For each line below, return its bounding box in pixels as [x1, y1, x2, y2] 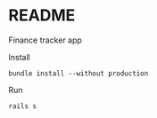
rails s [8, 101, 37, 111]
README [8, 5, 76, 26]
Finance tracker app [8, 35, 82, 45]
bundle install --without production [8, 68, 149, 78]
